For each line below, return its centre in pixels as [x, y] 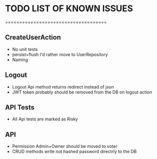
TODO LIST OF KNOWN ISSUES [69, 9]
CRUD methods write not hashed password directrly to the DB [74, 152]
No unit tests [25, 49]
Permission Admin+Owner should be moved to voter [65, 146]
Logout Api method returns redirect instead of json [63, 87]
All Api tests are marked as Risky [45, 119]
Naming [20, 60]
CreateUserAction [33, 37]
